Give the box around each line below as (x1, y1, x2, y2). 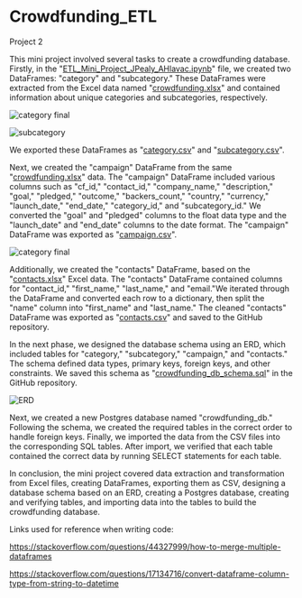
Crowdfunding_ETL (9, 6, 158, 27)
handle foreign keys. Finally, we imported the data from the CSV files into (9, 431, 281, 442)
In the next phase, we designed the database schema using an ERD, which (9, 338, 287, 349)
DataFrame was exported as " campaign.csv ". (9, 228, 178, 240)
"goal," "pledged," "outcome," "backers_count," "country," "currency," (9, 190, 269, 201)
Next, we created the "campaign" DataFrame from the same (9, 161, 233, 172)
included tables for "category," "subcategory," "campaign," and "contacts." (9, 348, 288, 359)
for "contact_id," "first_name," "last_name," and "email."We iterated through (9, 282, 290, 294)
